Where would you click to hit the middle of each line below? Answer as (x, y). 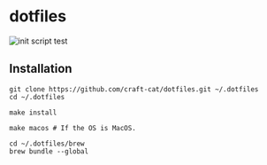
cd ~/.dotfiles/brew (47, 144)
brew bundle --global (49, 151)
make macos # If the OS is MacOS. (73, 128)
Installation (41, 69)
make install (33, 113)
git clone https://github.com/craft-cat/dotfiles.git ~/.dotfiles (134, 89)
